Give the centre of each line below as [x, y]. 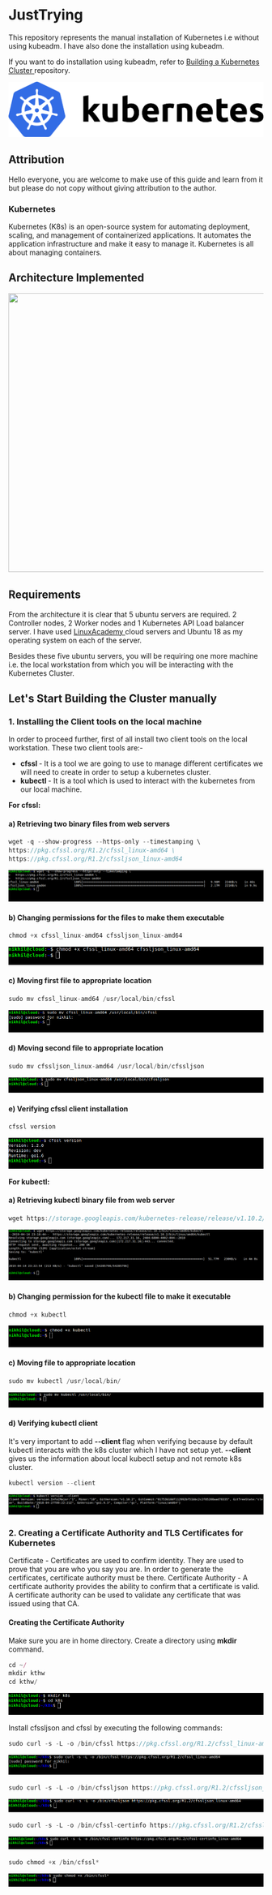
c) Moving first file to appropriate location [80, 981]
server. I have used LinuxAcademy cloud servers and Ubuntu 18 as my [125, 631]
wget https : [28, 1218]
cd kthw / [23, 1682]
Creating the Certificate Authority [66, 1622]
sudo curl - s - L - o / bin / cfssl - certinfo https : [90, 1825]
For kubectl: [29, 1181]
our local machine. [51, 789]
